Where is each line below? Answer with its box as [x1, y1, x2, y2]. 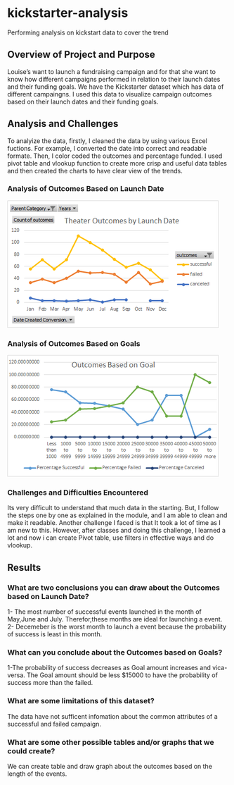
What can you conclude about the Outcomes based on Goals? [7, 648, 223, 657]
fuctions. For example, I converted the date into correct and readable [7, 144, 207, 152]
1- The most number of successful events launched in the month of [7, 607, 202, 616]
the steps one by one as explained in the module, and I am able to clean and [7, 511, 228, 519]
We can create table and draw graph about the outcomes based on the [7, 762, 213, 771]
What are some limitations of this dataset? [7, 696, 155, 706]
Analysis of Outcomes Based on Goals [7, 338, 141, 348]
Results [7, 562, 41, 574]
